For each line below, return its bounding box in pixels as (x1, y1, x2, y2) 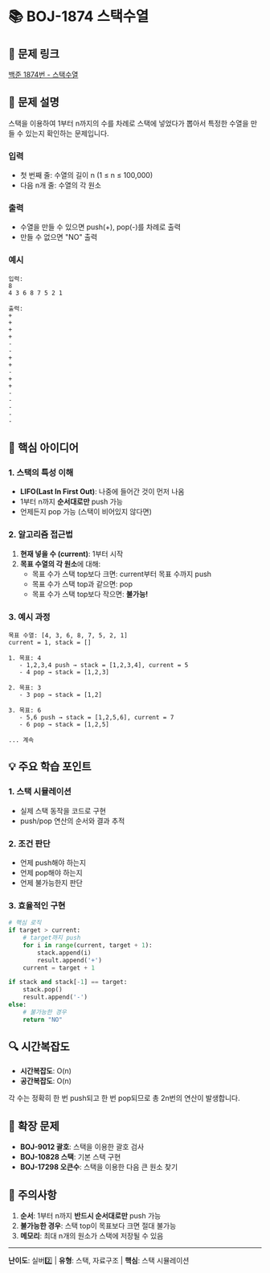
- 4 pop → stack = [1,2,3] (18, 668, 110, 676)
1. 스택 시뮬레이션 (8, 786, 72, 797)
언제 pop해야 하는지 (19, 867, 83, 877)
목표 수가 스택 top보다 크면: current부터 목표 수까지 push (31, 569, 211, 579)
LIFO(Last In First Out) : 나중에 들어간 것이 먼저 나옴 (19, 487, 185, 496)
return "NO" (22, 1016, 63, 1024)
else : (8, 1001, 27, 1009)
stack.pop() (22, 986, 63, 994)
